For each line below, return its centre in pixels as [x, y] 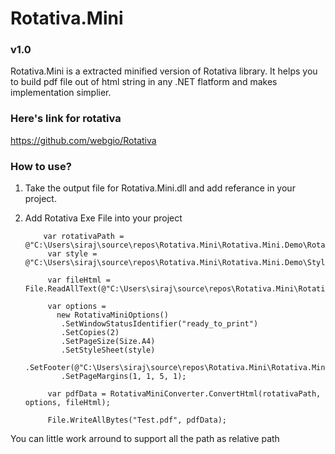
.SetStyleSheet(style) [108, 350]
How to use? [41, 166]
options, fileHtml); [67, 403]
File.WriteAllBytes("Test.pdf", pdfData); [137, 420]
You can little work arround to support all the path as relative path [145, 439]
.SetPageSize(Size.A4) [108, 342]
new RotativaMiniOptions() [112, 315]
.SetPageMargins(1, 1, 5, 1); [124, 377]
